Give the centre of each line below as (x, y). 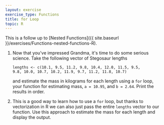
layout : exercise (23, 10)
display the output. (32, 117)
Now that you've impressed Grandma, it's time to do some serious (80, 53)
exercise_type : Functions (32, 14)
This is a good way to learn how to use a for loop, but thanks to (78, 101)
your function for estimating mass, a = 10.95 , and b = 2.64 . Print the (83, 86)
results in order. (28, 92)
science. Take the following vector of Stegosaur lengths (70, 58)
